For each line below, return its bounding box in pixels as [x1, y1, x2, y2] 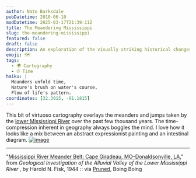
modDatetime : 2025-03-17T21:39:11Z [6, 19, 93, 25]
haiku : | [6, 74, 27, 79]
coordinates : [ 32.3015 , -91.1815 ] [6, 95, 90, 101]
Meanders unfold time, [11, 79, 66, 85]
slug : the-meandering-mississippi [6, 30, 90, 36]
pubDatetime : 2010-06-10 [6, 14, 66, 20]
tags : [6, 57, 19, 63]
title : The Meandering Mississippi [6, 25, 93, 31]
